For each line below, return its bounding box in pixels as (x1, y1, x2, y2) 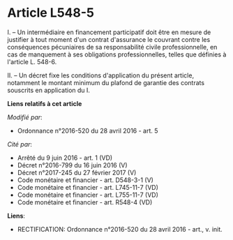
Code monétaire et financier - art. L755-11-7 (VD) (17, 190, 159, 199)
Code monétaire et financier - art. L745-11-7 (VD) (17, 183, 159, 191)
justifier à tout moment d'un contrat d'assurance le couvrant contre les (7, 35, 211, 43)
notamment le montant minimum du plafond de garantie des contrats (7, 78, 204, 87)
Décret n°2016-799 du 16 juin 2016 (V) (17, 160, 128, 169)
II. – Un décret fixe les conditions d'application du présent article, (7, 71, 194, 80)
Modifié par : (7, 113, 43, 121)
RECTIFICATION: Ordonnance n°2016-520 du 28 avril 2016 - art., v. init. (17, 225, 223, 233)
